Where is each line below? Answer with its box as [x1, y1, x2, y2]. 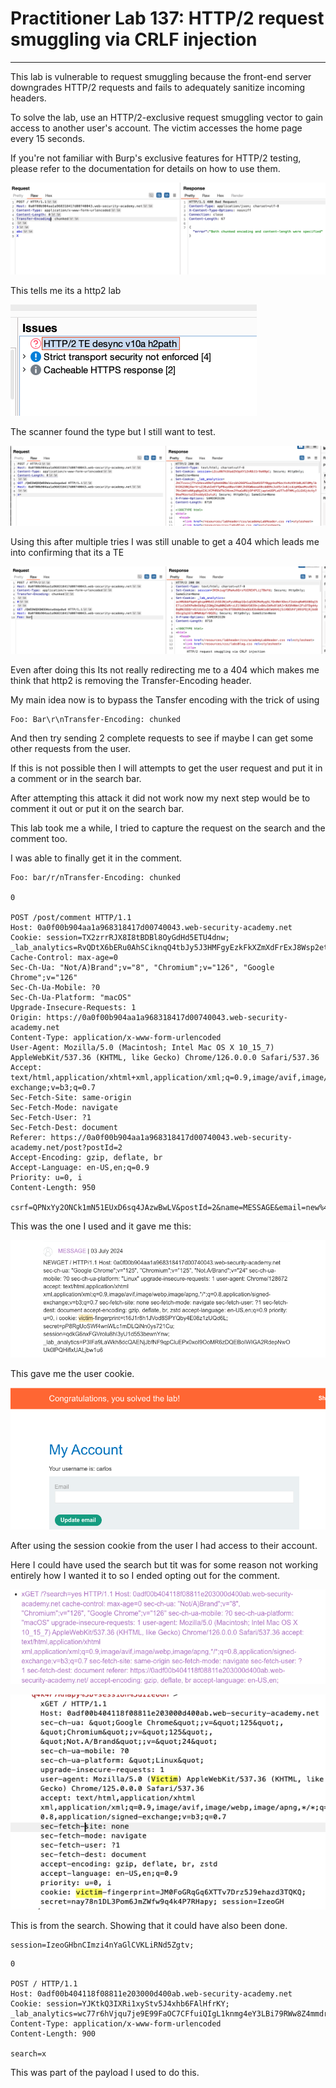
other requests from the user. [10, 743, 132, 755]
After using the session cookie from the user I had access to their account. [10, 1539, 318, 1551]
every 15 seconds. [10, 132, 86, 144]
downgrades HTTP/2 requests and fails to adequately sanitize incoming [10, 81, 306, 93]
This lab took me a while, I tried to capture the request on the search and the [10, 822, 326, 834]
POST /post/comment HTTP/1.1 [10, 913, 132, 923]
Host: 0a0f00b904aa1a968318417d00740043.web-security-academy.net [10, 923, 293, 933]
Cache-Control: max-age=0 [10, 953, 118, 963]
